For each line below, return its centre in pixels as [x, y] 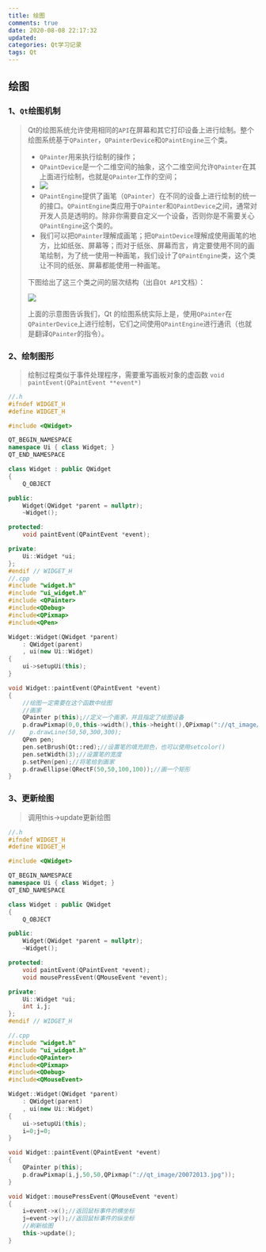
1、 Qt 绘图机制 [34, 111]
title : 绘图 [27, 15]
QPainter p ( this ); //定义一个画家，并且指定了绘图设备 [103, 718]
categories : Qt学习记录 [45, 45]
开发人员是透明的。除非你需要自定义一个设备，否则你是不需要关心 [147, 216]
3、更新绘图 [31, 798]
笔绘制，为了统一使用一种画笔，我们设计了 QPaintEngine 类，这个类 [147, 255]
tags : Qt [23, 52]
